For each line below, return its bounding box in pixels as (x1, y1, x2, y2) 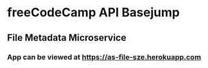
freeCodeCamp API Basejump (7, 5, 180, 20)
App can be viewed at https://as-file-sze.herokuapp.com (7, 52, 202, 62)
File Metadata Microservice (7, 32, 127, 44)
